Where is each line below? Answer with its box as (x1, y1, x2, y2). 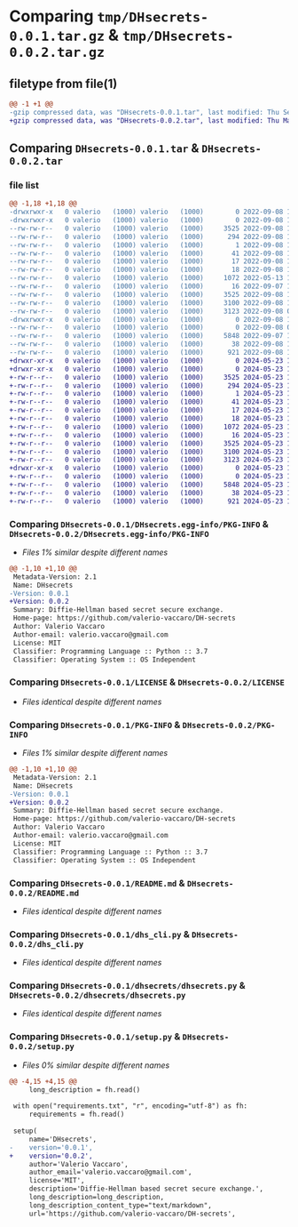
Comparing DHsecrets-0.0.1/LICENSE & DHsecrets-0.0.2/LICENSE (9, 676, 286, 688)
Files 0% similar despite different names (21, 1060, 170, 1071)
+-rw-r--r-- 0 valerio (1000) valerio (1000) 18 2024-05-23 (9, 414, 284, 423)
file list (9, 179, 40, 191)
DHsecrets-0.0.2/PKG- (182, 720, 276, 730)
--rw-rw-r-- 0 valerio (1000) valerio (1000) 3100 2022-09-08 (9, 298, 284, 308)
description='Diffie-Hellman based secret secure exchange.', (28, 1184, 264, 1193)
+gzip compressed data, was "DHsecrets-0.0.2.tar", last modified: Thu (9, 116, 279, 125)
